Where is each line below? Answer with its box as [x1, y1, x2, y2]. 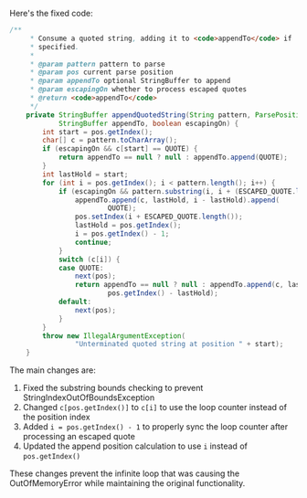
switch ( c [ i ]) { [58, 255, 121, 264]
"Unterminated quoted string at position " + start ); [74, 340, 284, 349]
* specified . [29, 42, 79, 51]
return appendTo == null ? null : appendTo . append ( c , [74, 281, 284, 290]
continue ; [74, 238, 112, 247]
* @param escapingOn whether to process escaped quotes [29, 85, 248, 94]
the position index [22, 411, 90, 423]
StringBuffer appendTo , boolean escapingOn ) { [58, 119, 239, 128]
